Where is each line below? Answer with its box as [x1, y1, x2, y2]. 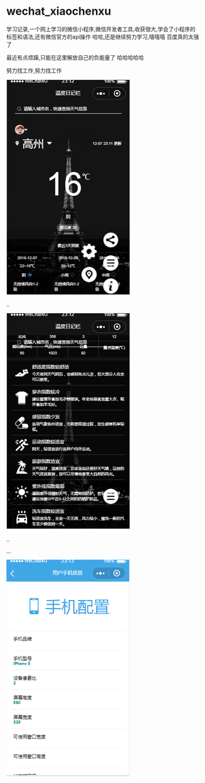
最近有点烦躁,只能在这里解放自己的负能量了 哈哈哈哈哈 [6, 53, 144, 61]
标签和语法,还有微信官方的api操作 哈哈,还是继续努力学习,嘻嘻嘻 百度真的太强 [6, 33, 199, 41]
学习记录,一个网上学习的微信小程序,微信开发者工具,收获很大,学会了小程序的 [6, 25, 196, 33]
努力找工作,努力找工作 [6, 66, 63, 74]
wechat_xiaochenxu [6, 4, 112, 18]
